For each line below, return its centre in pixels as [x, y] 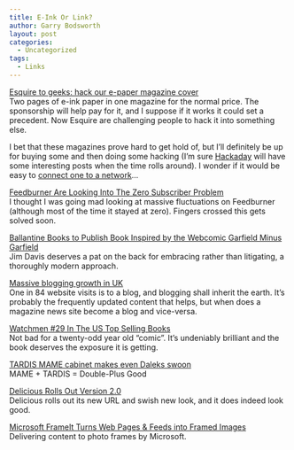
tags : [19, 58]
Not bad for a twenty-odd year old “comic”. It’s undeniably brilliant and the [144, 337]
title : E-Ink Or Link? [51, 17]
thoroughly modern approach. [64, 266]
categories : [31, 42]
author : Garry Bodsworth [55, 26]
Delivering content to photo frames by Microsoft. [98, 436]
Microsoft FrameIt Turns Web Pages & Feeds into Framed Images [128, 427]
